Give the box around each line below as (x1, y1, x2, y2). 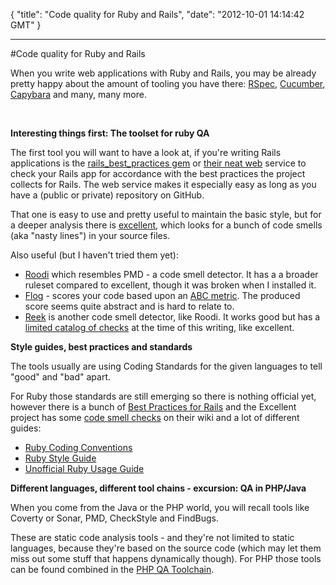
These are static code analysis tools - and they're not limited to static (10, 532, 295, 543)
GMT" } (10, 19, 42, 31)
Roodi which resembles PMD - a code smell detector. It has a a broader (24, 269, 319, 280)
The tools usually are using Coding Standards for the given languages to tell (10, 360, 323, 372)
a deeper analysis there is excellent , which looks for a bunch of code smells (10, 219, 323, 231)
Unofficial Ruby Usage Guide (24, 463, 145, 474)
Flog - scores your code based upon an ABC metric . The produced (24, 290, 301, 301)
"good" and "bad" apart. (10, 371, 112, 383)
